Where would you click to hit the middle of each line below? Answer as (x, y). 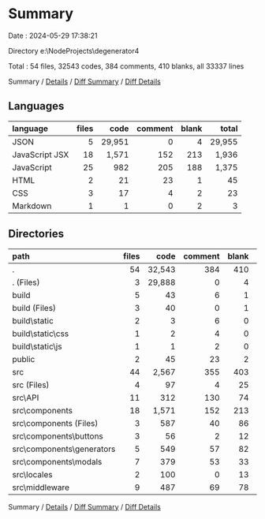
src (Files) (31, 385)
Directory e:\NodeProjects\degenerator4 (74, 50)
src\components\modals (57, 461)
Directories (36, 234)
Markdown (32, 206)
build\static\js (37, 346)
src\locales (32, 474)
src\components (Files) (55, 423)
